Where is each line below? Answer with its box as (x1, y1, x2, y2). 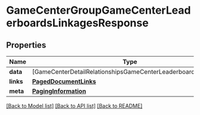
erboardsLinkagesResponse (6, 16, 149, 30)
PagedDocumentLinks (32, 77, 96, 85)
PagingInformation (32, 87, 86, 95)
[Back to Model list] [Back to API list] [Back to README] (6, 102, 143, 109)
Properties (6, 40, 46, 50)
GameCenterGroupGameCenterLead (6, 4, 191, 17)
